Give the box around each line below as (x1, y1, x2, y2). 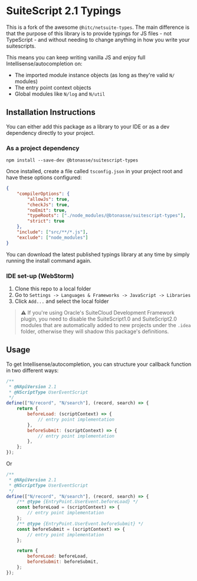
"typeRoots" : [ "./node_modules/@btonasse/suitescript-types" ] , (27, 213, 186, 219)
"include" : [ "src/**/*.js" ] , (17, 229, 88, 235)
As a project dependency (6, 144, 80, 152)
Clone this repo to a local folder (14, 285, 91, 292)
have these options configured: (6, 174, 82, 181)
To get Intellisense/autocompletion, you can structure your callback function (6, 361, 192, 368)
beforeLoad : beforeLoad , (27, 553, 88, 559)
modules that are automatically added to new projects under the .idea (20, 321, 191, 328)
